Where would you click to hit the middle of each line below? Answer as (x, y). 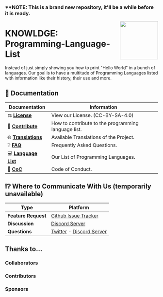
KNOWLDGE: (32, 34)
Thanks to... (24, 249)
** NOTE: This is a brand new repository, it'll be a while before (79, 7)
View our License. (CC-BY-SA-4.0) (92, 115)
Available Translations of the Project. (93, 137)
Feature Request (27, 216)
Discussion (21, 224)
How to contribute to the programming (95, 123)
